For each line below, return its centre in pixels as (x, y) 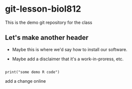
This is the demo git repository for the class (49, 22)
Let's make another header (47, 38)
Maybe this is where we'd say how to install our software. (70, 49)
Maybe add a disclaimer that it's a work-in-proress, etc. (68, 59)
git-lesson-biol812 (43, 9)
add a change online (26, 81)
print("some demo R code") (32, 72)
